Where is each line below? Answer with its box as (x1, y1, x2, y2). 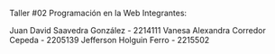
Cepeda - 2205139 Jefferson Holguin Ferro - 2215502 (9, 35, 210, 45)
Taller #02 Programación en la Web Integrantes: (9, 8, 188, 18)
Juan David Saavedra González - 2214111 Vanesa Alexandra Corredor (9, 25, 266, 35)
